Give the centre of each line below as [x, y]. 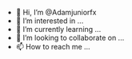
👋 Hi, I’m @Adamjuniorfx [56, 12]
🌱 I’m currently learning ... [58, 29]
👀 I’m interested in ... [50, 21]
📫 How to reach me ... [53, 47]
